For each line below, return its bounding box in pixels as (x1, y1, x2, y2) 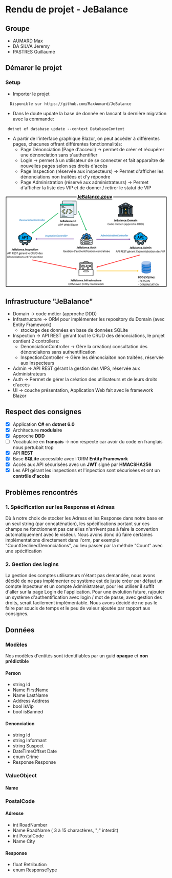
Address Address (12, 698, 50, 704)
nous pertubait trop (12, 444, 54, 451)
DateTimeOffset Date (12, 748, 57, 755)
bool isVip (12, 703, 34, 709)
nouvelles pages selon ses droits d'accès (20, 163, 107, 169)
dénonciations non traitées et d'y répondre (20, 173, 111, 180)
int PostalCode (12, 832, 44, 839)
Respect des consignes (5, 407, 82, 416)
